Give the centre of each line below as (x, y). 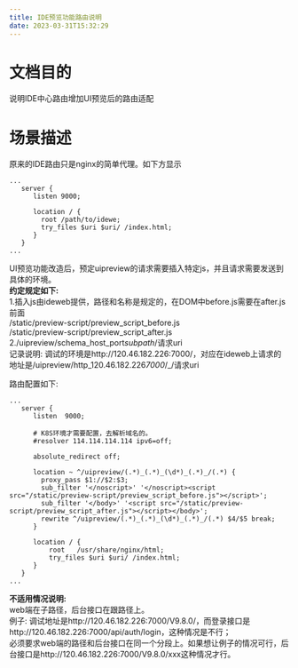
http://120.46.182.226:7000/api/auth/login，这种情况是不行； (120, 632)
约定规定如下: (34, 290)
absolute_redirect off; (77, 457)
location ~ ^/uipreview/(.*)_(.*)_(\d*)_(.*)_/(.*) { (134, 473)
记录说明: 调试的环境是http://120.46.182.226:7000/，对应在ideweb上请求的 (145, 354)
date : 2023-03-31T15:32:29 (59, 26)
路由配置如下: (34, 384)
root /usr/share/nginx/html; (106, 550)
